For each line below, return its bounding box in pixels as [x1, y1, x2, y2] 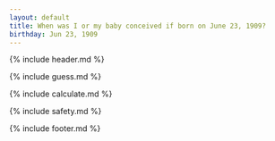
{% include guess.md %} [9, 71, 101, 82]
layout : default [9, 12, 70, 22]
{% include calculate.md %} [9, 88, 113, 99]
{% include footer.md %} [9, 123, 101, 134]
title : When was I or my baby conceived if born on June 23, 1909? [9, 21, 267, 30]
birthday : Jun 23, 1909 [9, 29, 99, 38]
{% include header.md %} [9, 54, 105, 65]
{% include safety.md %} [9, 106, 102, 117]
